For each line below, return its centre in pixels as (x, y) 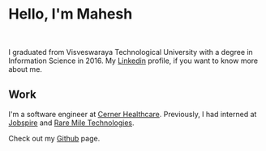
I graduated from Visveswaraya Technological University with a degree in (131, 52)
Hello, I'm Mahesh (71, 14)
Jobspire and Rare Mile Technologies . (71, 123)
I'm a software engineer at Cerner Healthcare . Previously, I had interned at (133, 114)
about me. (26, 69)
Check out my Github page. (54, 138)
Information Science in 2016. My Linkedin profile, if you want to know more (133, 61)
